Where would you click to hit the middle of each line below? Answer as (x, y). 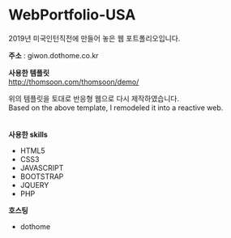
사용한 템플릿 (29, 72)
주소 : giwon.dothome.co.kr (53, 55)
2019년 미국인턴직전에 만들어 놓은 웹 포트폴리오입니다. (94, 38)
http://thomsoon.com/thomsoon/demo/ (74, 82)
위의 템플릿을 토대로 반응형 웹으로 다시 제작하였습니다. (94, 98)
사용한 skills (28, 134)
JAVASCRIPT (42, 168)
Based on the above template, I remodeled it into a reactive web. (116, 108)
